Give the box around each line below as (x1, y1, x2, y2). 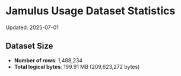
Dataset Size (5, 41, 53, 51)
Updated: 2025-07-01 (5, 24, 59, 31)
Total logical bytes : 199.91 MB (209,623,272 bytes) (14, 63, 140, 70)
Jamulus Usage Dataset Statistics (5, 4, 176, 18)
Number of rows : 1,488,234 (14, 56, 83, 64)
